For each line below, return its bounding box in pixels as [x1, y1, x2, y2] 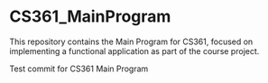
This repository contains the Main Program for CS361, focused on [9, 36, 254, 47]
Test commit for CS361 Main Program [9, 63, 149, 74]
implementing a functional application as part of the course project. [9, 45, 260, 56]
